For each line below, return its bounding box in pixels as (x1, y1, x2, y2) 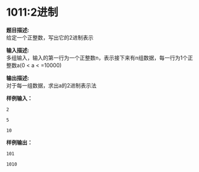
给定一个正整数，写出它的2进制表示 (6, 34, 94, 41)
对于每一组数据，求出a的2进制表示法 (6, 82, 97, 89)
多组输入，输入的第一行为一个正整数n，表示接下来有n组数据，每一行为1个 (6, 54, 188, 61)
